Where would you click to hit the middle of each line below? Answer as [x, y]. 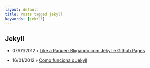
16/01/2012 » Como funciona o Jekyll [50, 60]
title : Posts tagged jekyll [34, 14]
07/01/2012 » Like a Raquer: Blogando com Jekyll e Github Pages [78, 51]
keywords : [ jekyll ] [25, 19]
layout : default [22, 10]
